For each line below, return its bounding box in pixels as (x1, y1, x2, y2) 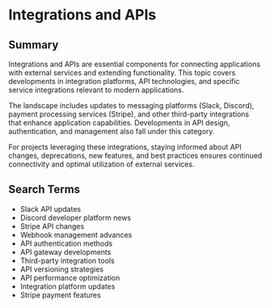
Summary (8, 38, 59, 52)
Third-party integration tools (19, 255, 115, 265)
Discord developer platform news (19, 213, 132, 222)
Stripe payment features (19, 289, 101, 300)
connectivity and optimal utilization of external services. (8, 159, 195, 169)
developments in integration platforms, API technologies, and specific (8, 77, 240, 86)
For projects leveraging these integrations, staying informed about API (8, 142, 243, 151)
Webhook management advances (19, 230, 133, 239)
